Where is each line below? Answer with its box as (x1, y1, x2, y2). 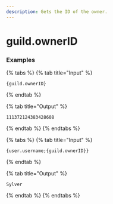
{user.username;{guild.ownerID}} (6, 148, 89, 154)
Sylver (6, 181, 23, 188)
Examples (6, 55, 36, 64)
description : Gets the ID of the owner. (6, 8, 108, 15)
